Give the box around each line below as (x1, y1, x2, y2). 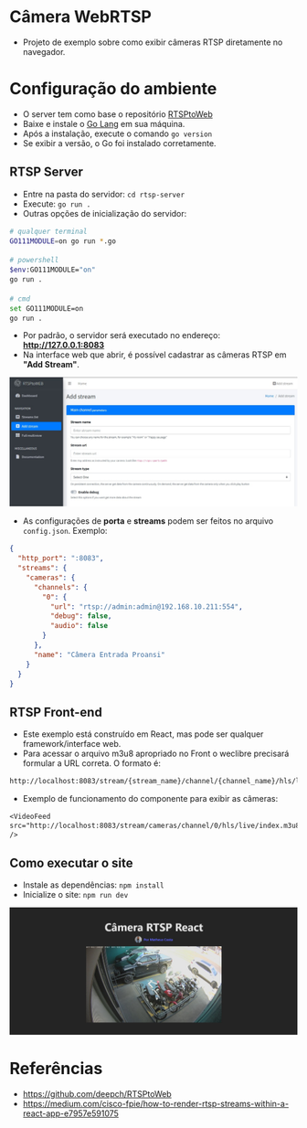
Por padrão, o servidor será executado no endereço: (22, 330, 221, 341)
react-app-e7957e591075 (22, 1108, 119, 1119)
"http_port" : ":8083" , (17, 554, 104, 563)
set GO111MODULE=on (9, 303, 84, 313)
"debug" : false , (49, 612, 112, 621)
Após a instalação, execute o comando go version (22, 128, 213, 139)
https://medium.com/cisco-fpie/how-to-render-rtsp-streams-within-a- (22, 1098, 290, 1109)
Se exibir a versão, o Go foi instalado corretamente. (22, 137, 217, 148)
